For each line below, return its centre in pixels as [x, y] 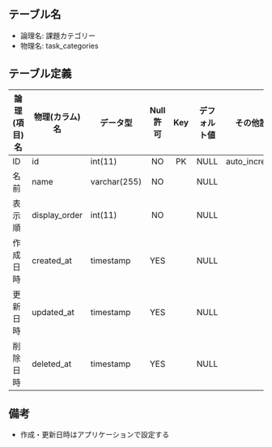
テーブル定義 [40, 74]
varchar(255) [116, 181]
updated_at [53, 312]
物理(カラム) [57, 117]
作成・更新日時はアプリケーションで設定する [95, 435]
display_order [57, 215]
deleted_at [52, 364]
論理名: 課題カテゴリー [57, 36]
